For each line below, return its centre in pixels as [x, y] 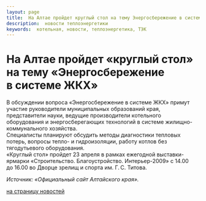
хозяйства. [63, 129]
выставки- [170, 154]
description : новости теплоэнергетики [57, 23]
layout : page [23, 12]
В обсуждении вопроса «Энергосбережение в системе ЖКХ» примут [98, 102]
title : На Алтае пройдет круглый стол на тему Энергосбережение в [94, 18]
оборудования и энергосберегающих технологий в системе [85, 122]
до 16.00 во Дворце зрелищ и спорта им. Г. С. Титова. [77, 168]
